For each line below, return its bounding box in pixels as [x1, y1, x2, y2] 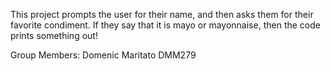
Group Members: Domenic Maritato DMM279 [10, 49, 197, 61]
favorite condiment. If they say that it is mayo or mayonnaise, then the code [10, 19, 321, 31]
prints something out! [10, 30, 98, 41]
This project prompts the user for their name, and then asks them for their [10, 9, 314, 20]
